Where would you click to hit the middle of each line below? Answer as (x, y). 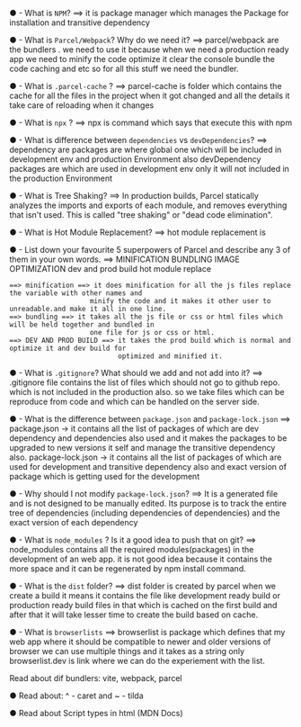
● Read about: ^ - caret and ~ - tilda (76, 696)
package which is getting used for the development (105, 476)
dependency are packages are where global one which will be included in (146, 149)
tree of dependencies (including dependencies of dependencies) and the (145, 513)
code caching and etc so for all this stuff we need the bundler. (124, 68)
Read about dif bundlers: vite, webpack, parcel (96, 678)
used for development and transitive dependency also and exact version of (148, 467)
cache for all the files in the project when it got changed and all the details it (150, 95)
